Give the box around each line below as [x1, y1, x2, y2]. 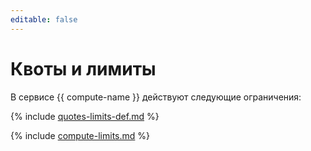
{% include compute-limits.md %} [10, 129, 151, 141]
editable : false [10, 14, 78, 25]
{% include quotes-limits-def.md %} [10, 110, 160, 122]
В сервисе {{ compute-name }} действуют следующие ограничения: [10, 91, 302, 103]
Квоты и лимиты [10, 57, 157, 80]
